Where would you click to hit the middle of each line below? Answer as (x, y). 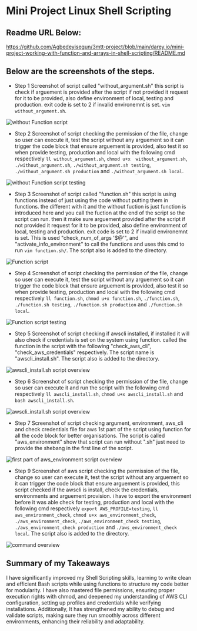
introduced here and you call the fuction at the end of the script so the (100, 213)
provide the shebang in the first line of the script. (74, 448)
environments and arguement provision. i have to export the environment (103, 495)
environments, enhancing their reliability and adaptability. (76, 621)
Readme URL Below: (44, 33)
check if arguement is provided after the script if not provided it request (101, 92)
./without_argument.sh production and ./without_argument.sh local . (99, 171)
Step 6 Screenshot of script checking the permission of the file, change (101, 381)
